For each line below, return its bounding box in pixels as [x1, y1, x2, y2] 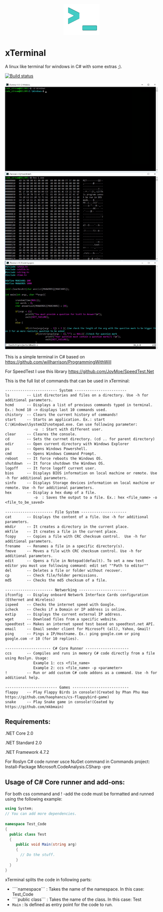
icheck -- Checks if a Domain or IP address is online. [5, 607, 127, 612]
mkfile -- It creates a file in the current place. [5, 529, 118, 534]
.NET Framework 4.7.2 [5, 749, 49, 755]
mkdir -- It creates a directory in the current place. [5, 524, 130, 529]
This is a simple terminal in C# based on [5, 354, 85, 359]
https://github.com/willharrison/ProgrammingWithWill [5, 359, 112, 365]
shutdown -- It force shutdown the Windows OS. [5, 461, 105, 466]
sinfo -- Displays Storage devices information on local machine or [5, 480, 155, 485]
